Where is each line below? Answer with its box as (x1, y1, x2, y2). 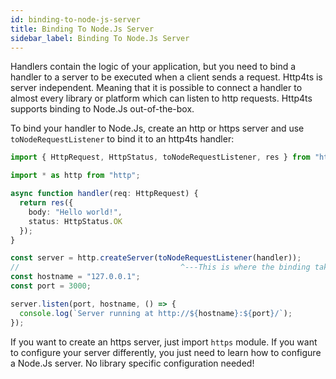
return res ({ (19, 198, 74, 208)
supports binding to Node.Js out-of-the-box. (10, 103, 195, 115)
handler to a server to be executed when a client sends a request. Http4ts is (10, 71, 323, 83)
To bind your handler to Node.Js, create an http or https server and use (10, 122, 305, 135)
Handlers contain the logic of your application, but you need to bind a (10, 61, 297, 73)
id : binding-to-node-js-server (10, 14, 141, 25)
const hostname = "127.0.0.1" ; (10, 272, 141, 282)
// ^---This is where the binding (10, 262, 311, 273)
